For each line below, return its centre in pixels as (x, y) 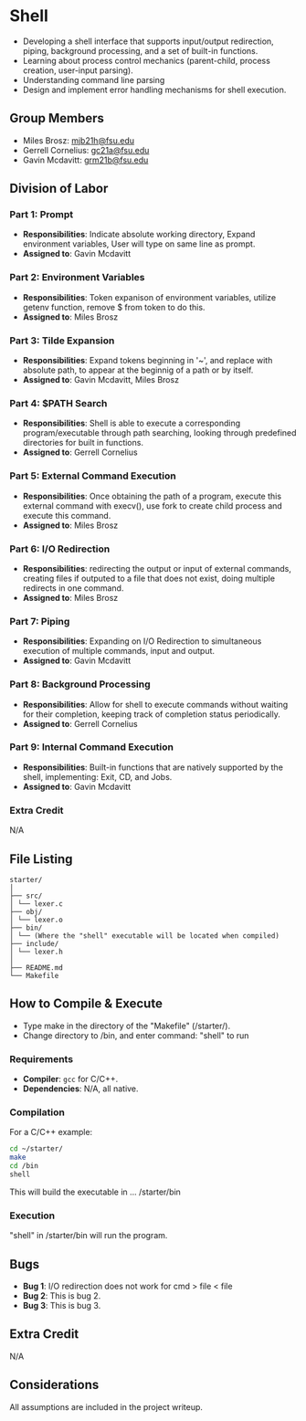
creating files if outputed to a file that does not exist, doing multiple (149, 578)
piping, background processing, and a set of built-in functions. (140, 50)
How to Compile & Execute (86, 1004)
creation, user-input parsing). (78, 70)
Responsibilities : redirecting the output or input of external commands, (157, 568)
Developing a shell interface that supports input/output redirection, (148, 41)
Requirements (42, 1058)
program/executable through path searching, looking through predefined (159, 433)
